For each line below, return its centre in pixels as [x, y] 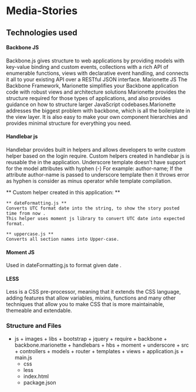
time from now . [26, 213]
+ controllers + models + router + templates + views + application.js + [99, 351]
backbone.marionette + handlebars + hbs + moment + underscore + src [102, 345]
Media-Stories [42, 11]
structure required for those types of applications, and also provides [89, 98]
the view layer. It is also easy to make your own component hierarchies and [97, 117]
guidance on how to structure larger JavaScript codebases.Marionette [91, 104]
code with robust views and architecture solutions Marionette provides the [96, 92]
